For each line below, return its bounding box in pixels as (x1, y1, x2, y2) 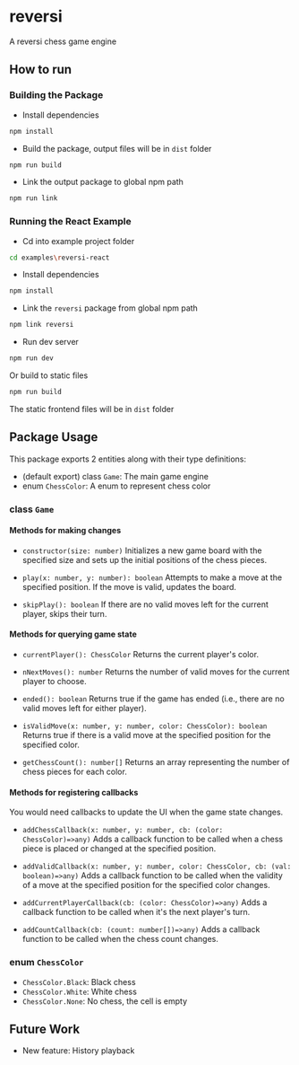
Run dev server (21, 337, 79, 348)
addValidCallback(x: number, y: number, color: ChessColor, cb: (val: (21, 862, 292, 872)
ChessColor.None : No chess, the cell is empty (21, 995, 188, 1007)
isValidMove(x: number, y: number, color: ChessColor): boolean (21, 722, 268, 731)
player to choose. (21, 676, 87, 687)
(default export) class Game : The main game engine (21, 471, 209, 481)
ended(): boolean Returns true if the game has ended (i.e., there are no (21, 693, 285, 704)
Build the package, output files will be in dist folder (21, 143, 212, 154)
